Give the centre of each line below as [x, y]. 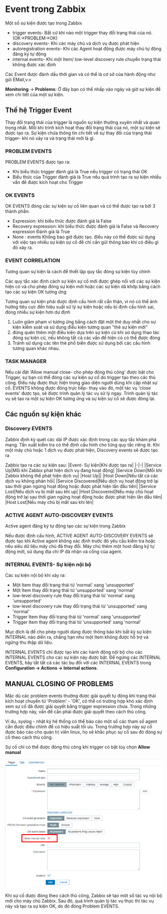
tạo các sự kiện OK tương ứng [36, 292]
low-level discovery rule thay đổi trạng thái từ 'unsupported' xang [80, 606]
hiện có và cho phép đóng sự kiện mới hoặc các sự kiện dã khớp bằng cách [83, 286]
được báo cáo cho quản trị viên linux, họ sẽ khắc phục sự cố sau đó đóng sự [84, 732]
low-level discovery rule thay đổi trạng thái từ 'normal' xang [74, 596]
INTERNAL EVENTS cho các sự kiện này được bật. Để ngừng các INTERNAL [83, 657]
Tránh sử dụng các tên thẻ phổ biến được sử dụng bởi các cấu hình [81, 343]
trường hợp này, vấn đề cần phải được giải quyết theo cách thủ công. [76, 712]
